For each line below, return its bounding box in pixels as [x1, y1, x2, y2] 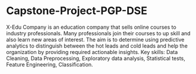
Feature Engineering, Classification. [6, 60, 93, 68]
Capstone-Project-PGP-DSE [6, 4, 147, 18]
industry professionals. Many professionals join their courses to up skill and [6, 29, 191, 36]
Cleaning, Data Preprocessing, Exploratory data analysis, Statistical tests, [6, 55, 186, 62]
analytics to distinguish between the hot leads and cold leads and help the [6, 42, 188, 49]
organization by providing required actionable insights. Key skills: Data [6, 48, 178, 55]
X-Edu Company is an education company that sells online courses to [6, 23, 176, 31]
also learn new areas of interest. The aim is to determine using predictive [6, 36, 185, 43]
